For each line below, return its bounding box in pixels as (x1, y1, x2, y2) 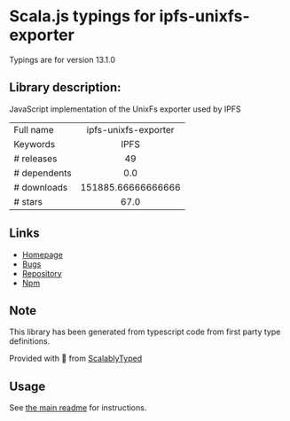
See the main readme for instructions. (9, 402, 147, 413)
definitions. (9, 336, 51, 347)
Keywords (13, 137, 56, 150)
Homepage (21, 249, 64, 260)
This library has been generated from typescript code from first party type (9, 326, 281, 338)
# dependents (13, 167, 73, 179)
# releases (13, 152, 58, 165)
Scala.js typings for (9, 6, 156, 27)
